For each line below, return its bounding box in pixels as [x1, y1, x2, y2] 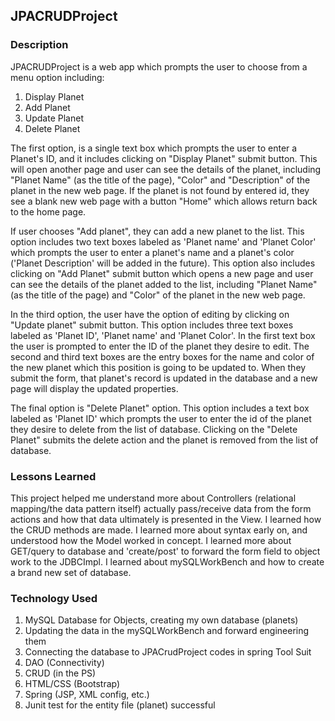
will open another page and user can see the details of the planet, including [10, 163, 322, 175]
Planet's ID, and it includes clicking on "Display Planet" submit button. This [10, 152, 318, 164]
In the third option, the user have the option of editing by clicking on [10, 308, 290, 320]
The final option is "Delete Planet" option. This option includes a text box [10, 402, 310, 414]
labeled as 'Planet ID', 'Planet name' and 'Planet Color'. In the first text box [10, 329, 316, 341]
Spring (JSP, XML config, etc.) [24, 689, 150, 701]
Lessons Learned [10, 469, 97, 483]
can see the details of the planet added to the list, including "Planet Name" [10, 278, 318, 290]
